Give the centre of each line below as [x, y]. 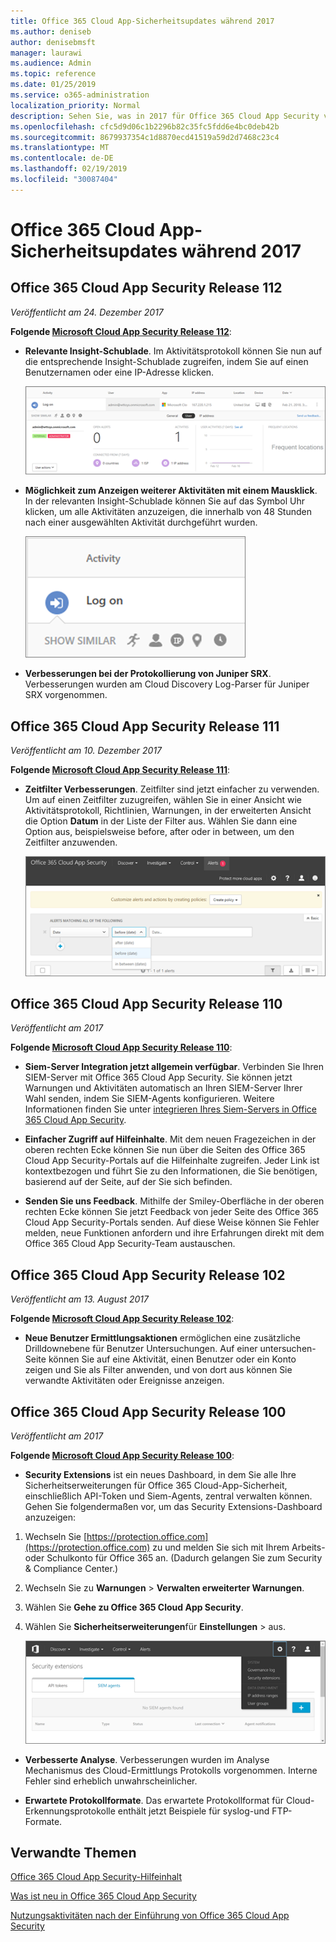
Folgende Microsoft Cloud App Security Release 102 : [122, 1319]
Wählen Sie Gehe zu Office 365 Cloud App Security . [134, 1607]
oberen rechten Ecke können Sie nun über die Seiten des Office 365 [165, 1150]
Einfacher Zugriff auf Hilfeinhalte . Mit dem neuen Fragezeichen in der [170, 1139]
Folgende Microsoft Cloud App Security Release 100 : [122, 1455]
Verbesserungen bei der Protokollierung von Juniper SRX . [148, 674]
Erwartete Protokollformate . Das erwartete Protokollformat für [154, 1800]
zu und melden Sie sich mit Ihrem [221, 1547]
